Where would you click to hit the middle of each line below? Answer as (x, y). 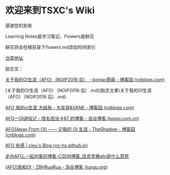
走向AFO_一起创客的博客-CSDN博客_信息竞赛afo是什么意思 (67, 156)
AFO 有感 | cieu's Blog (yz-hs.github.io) (47, 145)
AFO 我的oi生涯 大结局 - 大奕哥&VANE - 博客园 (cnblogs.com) (70, 107)
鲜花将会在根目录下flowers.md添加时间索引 (50, 47)
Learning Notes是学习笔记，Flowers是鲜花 (50, 36)
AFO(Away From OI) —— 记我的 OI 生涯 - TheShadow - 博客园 (70, 129)
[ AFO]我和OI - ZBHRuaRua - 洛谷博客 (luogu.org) (56, 167)
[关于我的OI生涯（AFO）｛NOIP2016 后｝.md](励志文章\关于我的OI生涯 (78, 90)
